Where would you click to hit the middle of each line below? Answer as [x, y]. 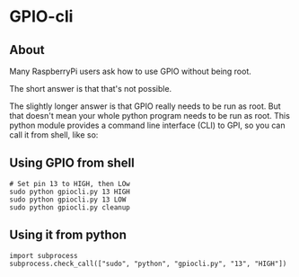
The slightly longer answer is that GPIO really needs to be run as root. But [145, 106]
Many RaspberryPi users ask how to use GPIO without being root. [130, 71]
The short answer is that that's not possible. [91, 89]
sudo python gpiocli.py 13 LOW [68, 200]
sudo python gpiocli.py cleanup [70, 207]
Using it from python [68, 235]
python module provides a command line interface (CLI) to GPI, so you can [147, 125]
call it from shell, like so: [54, 135]
